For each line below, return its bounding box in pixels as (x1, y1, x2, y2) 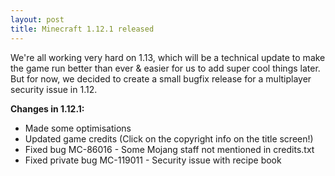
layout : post (10, 14, 65, 25)
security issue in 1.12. (10, 83, 98, 95)
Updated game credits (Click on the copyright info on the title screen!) (24, 132, 314, 145)
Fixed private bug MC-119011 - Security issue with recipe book (24, 154, 282, 166)
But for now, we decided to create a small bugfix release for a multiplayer (10, 72, 312, 85)
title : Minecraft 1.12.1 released (10, 24, 155, 34)
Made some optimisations (24, 122, 132, 134)
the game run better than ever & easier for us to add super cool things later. (10, 62, 321, 74)
